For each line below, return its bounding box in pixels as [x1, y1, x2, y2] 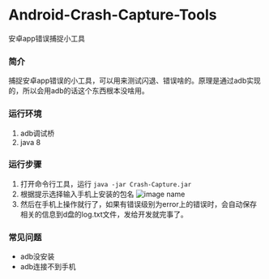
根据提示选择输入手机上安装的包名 [19, 189, 134, 199]
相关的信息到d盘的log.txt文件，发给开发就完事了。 [19, 209, 188, 219]
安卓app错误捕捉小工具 [8, 33, 86, 43]
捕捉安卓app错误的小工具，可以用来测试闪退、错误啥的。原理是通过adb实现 [8, 75, 262, 86]
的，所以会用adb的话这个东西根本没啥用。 [8, 86, 150, 96]
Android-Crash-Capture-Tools [8, 6, 217, 24]
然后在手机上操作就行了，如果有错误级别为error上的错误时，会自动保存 [19, 199, 258, 208]
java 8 [19, 137, 41, 147]
